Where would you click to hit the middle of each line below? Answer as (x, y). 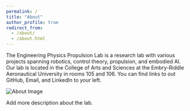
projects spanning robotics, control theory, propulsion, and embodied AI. (94, 61)
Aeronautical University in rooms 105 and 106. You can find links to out (91, 74)
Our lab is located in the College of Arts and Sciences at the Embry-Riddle (95, 67)
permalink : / (22, 11)
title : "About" (25, 17)
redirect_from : (25, 28)
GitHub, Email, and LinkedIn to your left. (54, 80)
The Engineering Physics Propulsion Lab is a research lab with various (91, 55)
